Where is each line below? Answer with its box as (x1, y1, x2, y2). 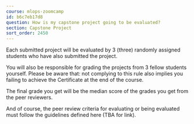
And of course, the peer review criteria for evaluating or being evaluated (6, 105, 180, 112)
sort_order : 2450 (6, 30, 49, 36)
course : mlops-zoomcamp (6, 8, 64, 15)
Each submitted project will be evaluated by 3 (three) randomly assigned (6, 46, 181, 53)
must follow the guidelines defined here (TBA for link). (6, 112, 136, 119)
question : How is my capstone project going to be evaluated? (6, 19, 161, 25)
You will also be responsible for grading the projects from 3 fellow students (6, 64, 187, 71)
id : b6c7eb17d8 (6, 14, 43, 20)
